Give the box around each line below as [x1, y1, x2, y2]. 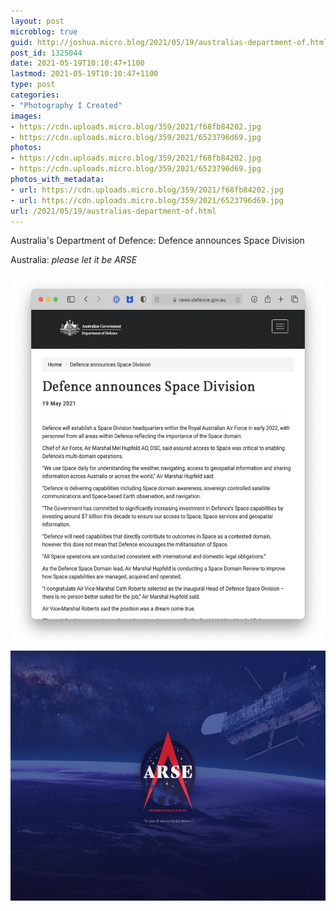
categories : [10, 90, 60, 100]
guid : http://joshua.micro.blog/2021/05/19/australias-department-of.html [10, 37, 329, 47]
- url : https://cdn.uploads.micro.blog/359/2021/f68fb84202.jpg [10, 185, 284, 195]
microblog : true [10, 26, 78, 37]
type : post [10, 80, 56, 90]
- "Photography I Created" [10, 100, 123, 110]
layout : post [10, 16, 65, 26]
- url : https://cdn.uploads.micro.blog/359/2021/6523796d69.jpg [10, 195, 284, 205]
